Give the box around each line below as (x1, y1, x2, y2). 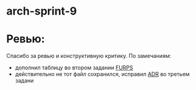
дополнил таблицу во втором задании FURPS (15, 64, 133, 71)
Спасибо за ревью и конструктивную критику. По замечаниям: (6, 52, 172, 60)
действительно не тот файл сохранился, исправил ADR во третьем (15, 71, 190, 78)
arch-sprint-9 (6, 4, 77, 18)
